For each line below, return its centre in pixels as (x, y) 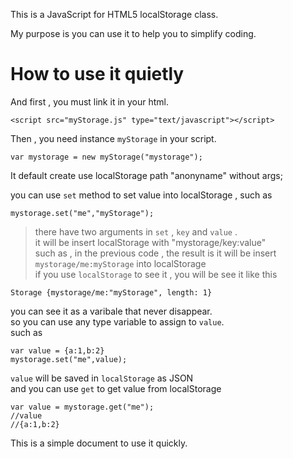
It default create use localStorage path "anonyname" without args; (146, 175)
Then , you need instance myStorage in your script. (113, 138)
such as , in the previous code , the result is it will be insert (155, 253)
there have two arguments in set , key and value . (136, 231)
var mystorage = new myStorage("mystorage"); (106, 157)
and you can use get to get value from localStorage (116, 388)
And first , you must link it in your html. (90, 101)
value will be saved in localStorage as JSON (102, 378)
